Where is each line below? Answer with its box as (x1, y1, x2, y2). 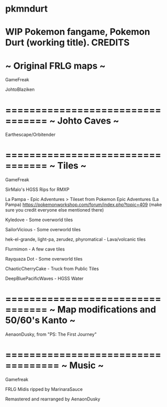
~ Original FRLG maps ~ (5, 60, 106, 71)
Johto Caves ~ (57, 115, 120, 126)
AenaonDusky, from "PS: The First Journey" (5, 331, 97, 337)
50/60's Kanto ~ (5, 315, 76, 326)
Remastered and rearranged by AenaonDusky (5, 396, 100, 402)
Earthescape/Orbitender (5, 132, 55, 138)
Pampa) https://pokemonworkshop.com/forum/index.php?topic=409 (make (5, 201, 162, 208)
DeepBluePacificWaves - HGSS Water (5, 276, 84, 282)
